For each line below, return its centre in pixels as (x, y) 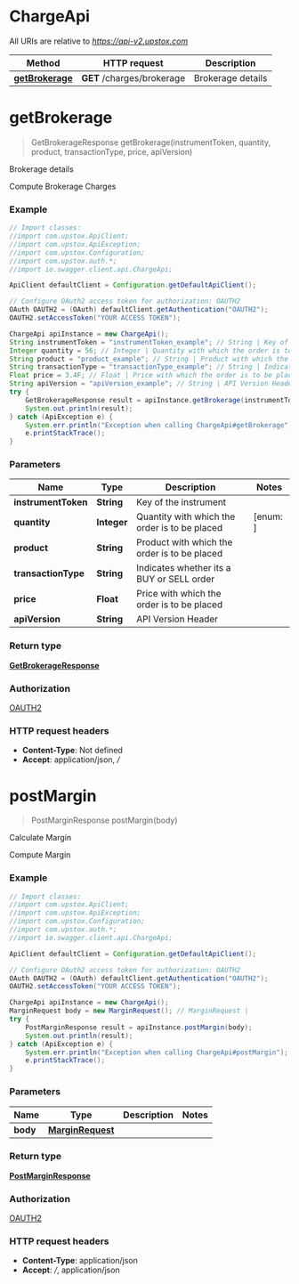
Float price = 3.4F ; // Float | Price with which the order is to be (141, 376)
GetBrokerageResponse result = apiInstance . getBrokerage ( (135, 400)
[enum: (268, 516)
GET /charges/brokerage (133, 77)
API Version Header (178, 619)
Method (43, 62)
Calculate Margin (40, 838)
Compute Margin (40, 855)
